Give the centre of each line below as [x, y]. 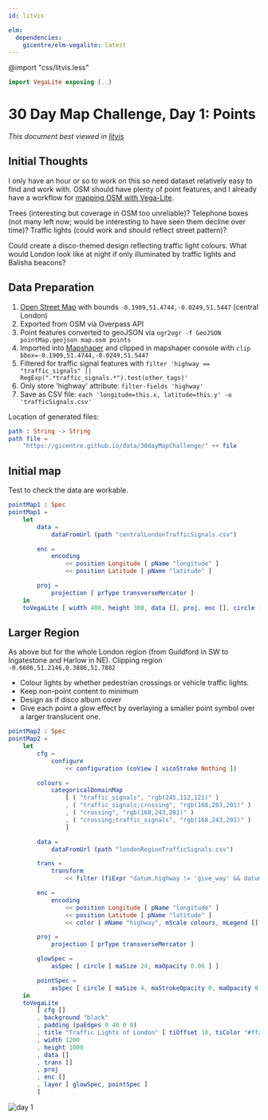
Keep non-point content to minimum [79, 691]
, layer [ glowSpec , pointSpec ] [93, 1085]
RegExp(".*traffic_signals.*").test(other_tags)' [104, 378]
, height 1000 [60, 1047]
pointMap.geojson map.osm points [75, 340]
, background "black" [73, 1018]
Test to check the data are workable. [69, 490]
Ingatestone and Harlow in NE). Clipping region [85, 660]
